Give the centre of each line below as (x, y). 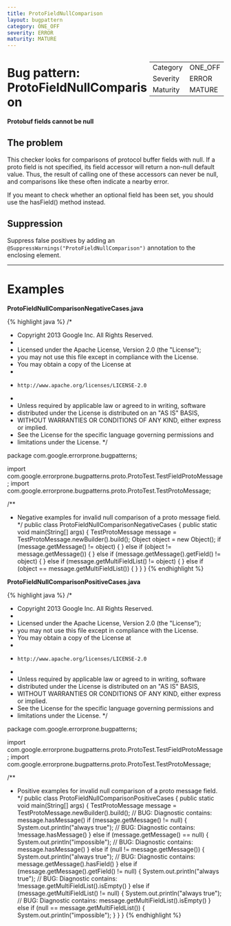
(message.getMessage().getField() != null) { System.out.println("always (118, 871)
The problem (35, 143)
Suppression (35, 224)
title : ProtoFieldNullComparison (55, 13)
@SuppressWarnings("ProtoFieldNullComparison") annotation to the (101, 248)
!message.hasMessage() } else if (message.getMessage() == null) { (113, 835)
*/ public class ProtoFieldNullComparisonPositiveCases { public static (115, 798)
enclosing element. (34, 255)
